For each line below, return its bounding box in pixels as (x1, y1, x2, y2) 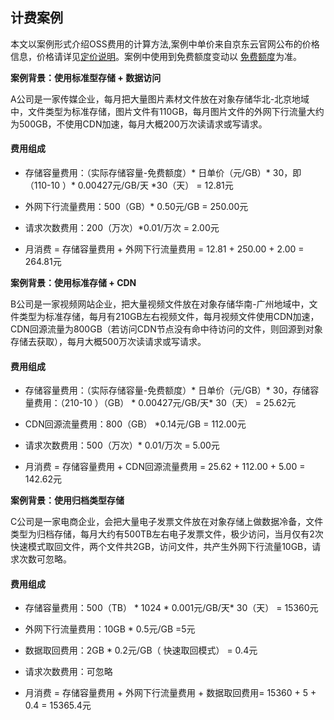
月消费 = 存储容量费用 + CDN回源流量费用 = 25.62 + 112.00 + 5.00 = (24, 461, 306, 473)
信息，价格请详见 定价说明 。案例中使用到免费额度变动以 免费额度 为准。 (10, 50, 302, 62)
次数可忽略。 (18, 553, 72, 565)
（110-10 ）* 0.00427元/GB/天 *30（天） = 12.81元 (24, 179, 234, 192)
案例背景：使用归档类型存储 (10, 494, 125, 507)
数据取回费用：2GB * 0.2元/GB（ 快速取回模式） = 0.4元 (24, 644, 258, 657)
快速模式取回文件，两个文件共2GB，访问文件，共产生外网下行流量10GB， (10, 541, 313, 553)
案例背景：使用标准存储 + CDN (10, 277, 137, 289)
